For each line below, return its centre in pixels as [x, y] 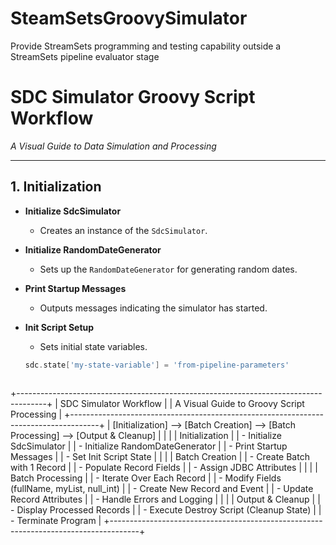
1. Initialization [56, 187]
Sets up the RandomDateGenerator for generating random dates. [168, 269]
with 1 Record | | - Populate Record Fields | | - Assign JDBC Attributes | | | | [164, 467]
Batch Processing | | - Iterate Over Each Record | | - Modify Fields [146, 478]
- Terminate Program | [56, 520]
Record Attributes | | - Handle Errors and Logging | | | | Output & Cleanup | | [165, 499]
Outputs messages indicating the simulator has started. [153, 308]
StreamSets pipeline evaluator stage [85, 56]
